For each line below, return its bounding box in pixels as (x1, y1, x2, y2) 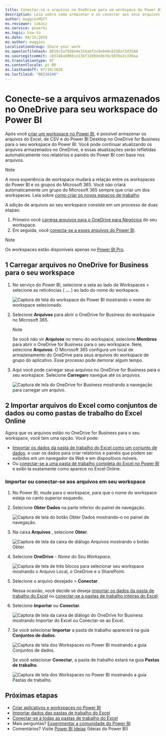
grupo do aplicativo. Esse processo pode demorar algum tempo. (12, 357, 144, 363)
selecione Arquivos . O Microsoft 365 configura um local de (12, 346, 133, 352)
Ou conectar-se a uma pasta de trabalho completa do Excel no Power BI (12, 461, 160, 467)
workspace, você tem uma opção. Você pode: (5, 435, 99, 441)
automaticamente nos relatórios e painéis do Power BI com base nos (5, 152, 145, 158)
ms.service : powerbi (5, 26, 48, 31)
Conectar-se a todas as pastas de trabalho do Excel (12, 715, 118, 721)
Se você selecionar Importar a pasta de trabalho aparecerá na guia (12, 627, 150, 633)
